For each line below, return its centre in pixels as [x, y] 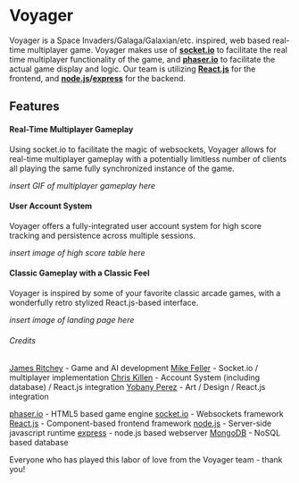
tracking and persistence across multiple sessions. [103, 235]
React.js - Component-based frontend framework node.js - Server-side [141, 424]
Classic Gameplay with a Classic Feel [79, 273]
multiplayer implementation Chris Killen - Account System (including [135, 377]
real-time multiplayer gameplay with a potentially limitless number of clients [148, 158]
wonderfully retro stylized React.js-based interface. [104, 302]
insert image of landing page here [72, 319]
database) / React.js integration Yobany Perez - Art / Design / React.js [137, 387]
